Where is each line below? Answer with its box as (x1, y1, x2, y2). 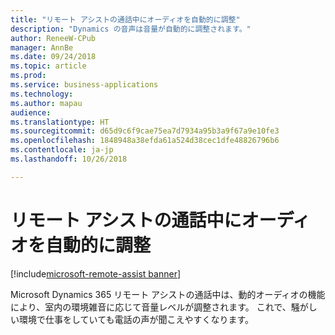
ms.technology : (10, 89, 74, 99)
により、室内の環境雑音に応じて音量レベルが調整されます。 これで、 (10, 301, 292, 313)
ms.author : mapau (10, 98, 83, 108)
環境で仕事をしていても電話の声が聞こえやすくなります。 (18, 313, 255, 325)
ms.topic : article (10, 61, 87, 71)
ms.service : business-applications (10, 80, 159, 90)
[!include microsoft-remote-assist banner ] (10, 267, 182, 280)
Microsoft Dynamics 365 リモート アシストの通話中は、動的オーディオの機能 (10, 288, 326, 300)
